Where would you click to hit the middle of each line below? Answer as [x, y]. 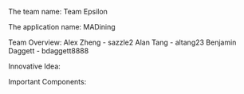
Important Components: [47, 82]
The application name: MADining [62, 27]
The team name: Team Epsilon [58, 12]
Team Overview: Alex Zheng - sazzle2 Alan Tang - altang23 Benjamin [122, 42]
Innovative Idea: [35, 66]
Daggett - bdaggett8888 [49, 51]
